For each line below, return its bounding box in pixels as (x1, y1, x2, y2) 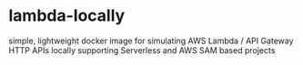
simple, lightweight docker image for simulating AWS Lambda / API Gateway (8, 35, 294, 46)
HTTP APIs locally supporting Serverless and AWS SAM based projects (8, 44, 276, 55)
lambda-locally (8, 5, 126, 26)
